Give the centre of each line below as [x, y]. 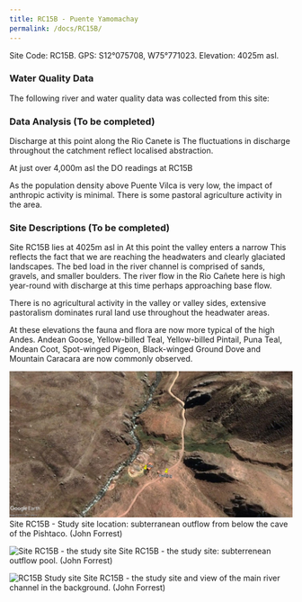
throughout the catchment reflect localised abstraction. [111, 151]
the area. [26, 205]
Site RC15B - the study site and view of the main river [182, 578]
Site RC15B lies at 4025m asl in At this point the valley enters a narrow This [148, 247]
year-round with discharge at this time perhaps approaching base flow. [141, 286]
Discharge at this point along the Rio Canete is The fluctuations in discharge [150, 141]
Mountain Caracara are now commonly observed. [101, 359]
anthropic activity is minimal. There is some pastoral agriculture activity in [146, 195]
